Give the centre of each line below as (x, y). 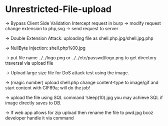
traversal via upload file (29, 63)
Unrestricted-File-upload (58, 9)
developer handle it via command (39, 118)
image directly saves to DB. (33, 103)
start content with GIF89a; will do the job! (48, 88)
